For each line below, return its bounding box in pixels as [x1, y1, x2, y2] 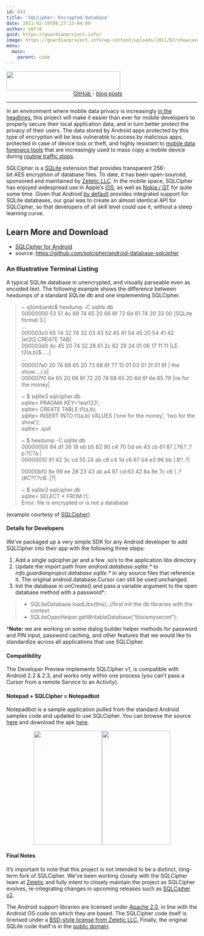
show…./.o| [21, 368, 49, 375]
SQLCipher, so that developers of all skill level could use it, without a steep [6, 203, 192, 210]
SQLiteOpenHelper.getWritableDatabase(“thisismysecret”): [30, 613, 178, 621]
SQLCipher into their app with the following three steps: [6, 545, 145, 552]
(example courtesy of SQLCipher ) [6, 511, 90, 518]
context [30, 607, 50, 614]
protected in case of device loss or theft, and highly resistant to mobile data [6, 139, 195, 146]
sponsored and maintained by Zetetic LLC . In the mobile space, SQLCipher [6, 177, 193, 184]
